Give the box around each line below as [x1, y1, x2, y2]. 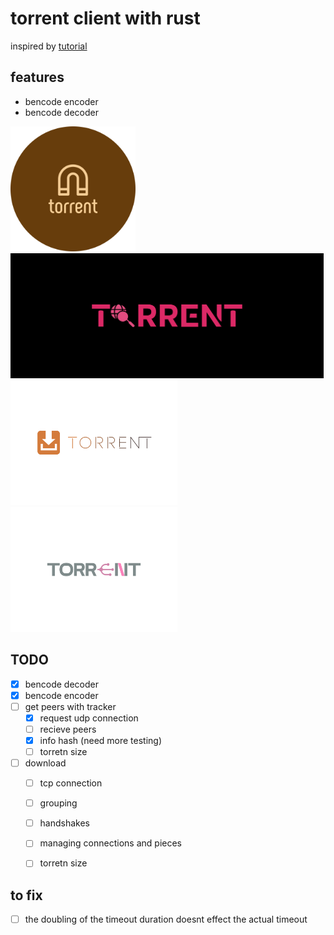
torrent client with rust [10, 7, 201, 30]
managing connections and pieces [39, 837, 182, 849]
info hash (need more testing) [39, 734, 163, 746]
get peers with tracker [24, 700, 117, 712]
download [24, 757, 67, 769]
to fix [10, 887, 43, 904]
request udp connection [39, 712, 139, 724]
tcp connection [39, 777, 103, 789]
